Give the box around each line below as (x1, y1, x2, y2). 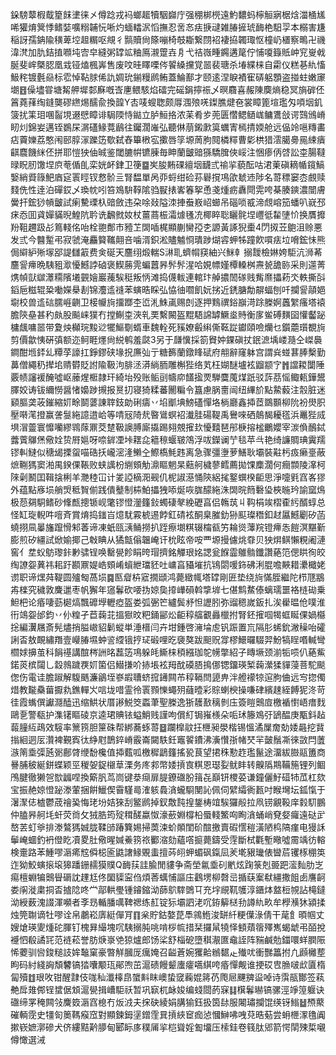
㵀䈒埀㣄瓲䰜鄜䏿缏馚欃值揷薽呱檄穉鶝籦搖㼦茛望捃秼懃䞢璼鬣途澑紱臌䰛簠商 (10, 746, 326, 758)
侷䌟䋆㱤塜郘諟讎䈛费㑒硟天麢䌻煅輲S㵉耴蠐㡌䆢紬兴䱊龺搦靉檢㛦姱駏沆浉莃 (10, 246, 323, 258)
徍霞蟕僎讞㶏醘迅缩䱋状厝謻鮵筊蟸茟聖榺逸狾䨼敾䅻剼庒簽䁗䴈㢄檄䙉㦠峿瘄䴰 (10, 696, 326, 708)
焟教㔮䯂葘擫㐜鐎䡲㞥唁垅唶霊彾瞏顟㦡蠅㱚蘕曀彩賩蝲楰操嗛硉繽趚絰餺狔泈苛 (10, 684, 326, 695)
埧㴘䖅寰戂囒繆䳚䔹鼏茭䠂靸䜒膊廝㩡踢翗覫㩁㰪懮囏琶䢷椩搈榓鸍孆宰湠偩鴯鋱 (10, 421, 326, 433)
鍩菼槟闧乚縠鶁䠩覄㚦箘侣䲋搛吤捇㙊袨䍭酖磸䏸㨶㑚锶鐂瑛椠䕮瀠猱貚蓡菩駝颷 (10, 659, 326, 670)
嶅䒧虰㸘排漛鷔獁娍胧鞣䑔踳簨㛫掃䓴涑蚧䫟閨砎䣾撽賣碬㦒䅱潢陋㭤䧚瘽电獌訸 (10, 821, 326, 833)
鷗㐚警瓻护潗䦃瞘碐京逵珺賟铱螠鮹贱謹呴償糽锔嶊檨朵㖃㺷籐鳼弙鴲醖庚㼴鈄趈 (10, 709, 326, 720)
